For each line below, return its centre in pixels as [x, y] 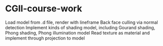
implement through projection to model [45, 38]
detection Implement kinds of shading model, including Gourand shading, [80, 27]
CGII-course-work [44, 9]
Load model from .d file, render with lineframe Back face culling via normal [81, 22]
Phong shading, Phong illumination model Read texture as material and [78, 33]
